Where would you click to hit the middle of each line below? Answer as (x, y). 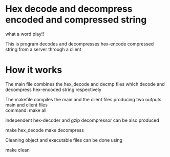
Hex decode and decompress (69, 9)
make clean (17, 150)
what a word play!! (25, 34)
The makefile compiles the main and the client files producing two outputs (83, 99)
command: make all (26, 110)
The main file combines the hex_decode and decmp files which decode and (85, 84)
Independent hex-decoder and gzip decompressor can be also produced (82, 120)
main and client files (26, 105)
